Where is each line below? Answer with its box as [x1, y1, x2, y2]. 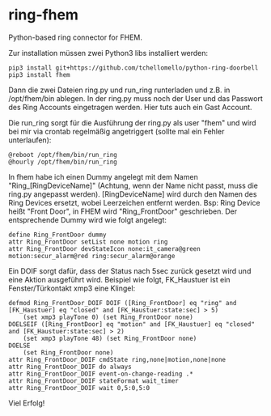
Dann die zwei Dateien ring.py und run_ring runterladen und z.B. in [8, 85, 231, 95]
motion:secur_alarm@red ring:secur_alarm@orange [8, 252, 176, 260]
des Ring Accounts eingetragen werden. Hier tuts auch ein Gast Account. [8, 102, 252, 112]
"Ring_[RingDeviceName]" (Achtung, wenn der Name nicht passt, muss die [8, 180, 259, 190]
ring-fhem [8, 6, 79, 24]
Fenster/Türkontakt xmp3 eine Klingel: [8, 283, 136, 293]
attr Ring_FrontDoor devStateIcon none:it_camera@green [8, 244, 201, 253]
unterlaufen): [8, 135, 52, 145]
